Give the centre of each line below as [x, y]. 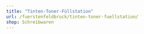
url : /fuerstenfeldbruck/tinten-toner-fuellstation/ [72, 17]
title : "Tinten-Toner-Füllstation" [50, 11]
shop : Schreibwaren [30, 22]
